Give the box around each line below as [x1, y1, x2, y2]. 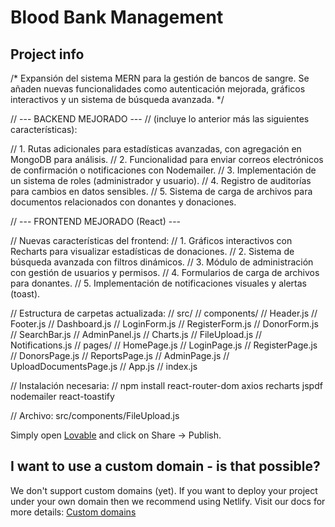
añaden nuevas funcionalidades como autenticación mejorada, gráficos [10, 83, 306, 95]
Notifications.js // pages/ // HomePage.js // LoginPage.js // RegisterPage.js [10, 339, 318, 351]
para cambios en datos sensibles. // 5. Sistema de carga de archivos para [10, 186, 313, 197]
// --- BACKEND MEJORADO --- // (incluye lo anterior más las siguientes [10, 113, 310, 125]
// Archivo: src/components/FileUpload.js [10, 410, 180, 421]
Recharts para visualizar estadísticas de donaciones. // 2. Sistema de [10, 246, 295, 257]
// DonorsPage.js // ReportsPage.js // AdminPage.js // [10, 350, 230, 361]
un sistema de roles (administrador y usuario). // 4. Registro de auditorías [10, 175, 312, 186]
